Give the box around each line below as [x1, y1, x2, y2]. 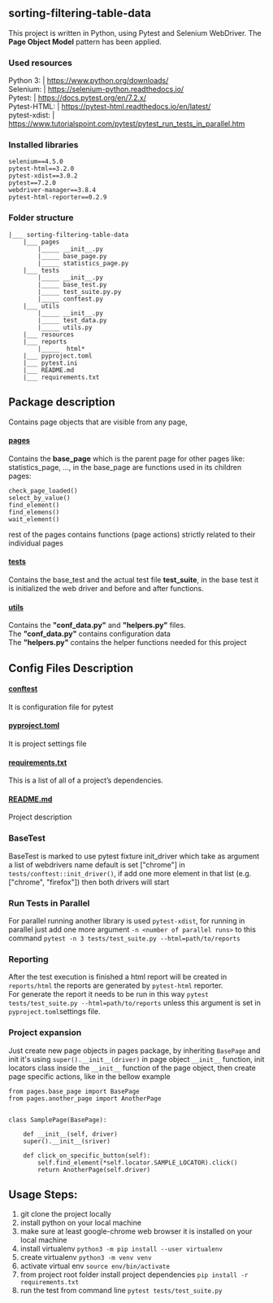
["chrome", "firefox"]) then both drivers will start [8, 877, 170, 887]
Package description [8, 395, 115, 410]
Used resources [8, 57, 73, 68]
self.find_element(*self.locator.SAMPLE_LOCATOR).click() [37, 1158, 238, 1167]
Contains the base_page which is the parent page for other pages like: [8, 454, 245, 463]
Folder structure [8, 212, 74, 223]
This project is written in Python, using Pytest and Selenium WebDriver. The [8, 28, 262, 37]
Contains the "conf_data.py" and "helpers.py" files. [8, 621, 186, 630]
